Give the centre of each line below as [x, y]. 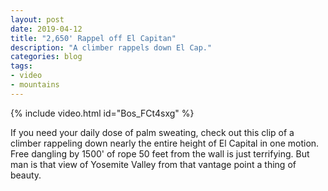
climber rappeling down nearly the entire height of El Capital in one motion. [165, 143]
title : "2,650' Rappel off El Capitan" [93, 38]
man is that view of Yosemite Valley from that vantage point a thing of [153, 164]
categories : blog [46, 57]
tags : [21, 66]
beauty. [26, 175]
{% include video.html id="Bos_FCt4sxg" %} [102, 113]
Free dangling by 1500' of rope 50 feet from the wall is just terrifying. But [160, 153]
